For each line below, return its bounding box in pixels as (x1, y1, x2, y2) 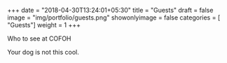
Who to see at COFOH (7, 34, 71, 43)
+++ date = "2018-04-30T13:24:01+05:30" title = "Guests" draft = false (7, 6, 214, 14)
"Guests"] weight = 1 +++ (7, 21, 81, 29)
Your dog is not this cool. (7, 48, 79, 56)
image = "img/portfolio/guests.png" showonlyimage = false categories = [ (7, 13, 221, 22)
